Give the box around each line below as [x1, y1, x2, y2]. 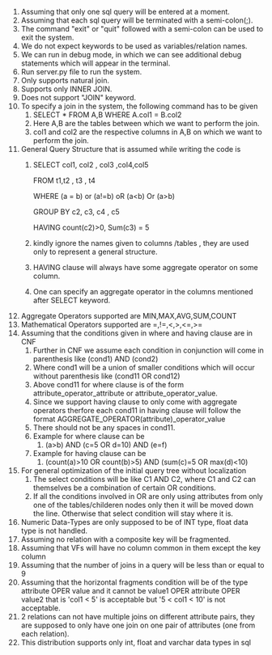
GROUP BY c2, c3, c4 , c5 [32, 207, 120, 217]
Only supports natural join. [20, 76, 110, 85]
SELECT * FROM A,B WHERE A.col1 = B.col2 [32, 110, 182, 120]
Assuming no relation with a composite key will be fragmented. [20, 535, 232, 544]
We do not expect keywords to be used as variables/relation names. [20, 41, 248, 51]
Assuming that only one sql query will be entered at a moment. [20, 7, 230, 16]
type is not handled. [20, 526, 88, 535]
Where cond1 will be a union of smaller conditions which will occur [32, 363, 256, 372]
